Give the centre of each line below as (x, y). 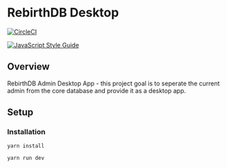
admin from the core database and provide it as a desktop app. (97, 90)
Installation (27, 132)
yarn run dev (26, 158)
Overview (29, 67)
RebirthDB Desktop (63, 13)
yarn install (26, 146)
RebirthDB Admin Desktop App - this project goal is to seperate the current (113, 83)
